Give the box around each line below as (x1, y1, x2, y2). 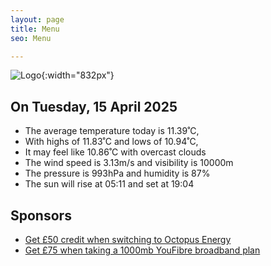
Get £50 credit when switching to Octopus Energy (24, 234, 232, 245)
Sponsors (10, 207, 72, 224)
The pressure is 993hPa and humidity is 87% (24, 167, 211, 180)
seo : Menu (10, 33, 52, 43)
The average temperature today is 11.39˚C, (24, 125, 200, 137)
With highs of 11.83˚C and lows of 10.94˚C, (24, 136, 199, 148)
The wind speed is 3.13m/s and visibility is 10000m (24, 157, 234, 169)
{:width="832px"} (41, 69, 115, 81)
